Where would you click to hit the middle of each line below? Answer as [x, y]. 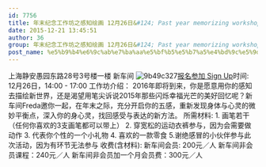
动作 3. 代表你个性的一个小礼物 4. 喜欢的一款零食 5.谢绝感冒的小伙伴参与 [126, 135]
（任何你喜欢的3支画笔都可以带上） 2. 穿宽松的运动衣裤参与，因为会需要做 [130, 125]
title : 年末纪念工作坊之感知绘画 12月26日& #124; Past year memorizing [119, 23]
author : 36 [26, 38]
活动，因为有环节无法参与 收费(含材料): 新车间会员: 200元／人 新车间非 [131, 145]
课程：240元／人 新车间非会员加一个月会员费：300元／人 [109, 155]
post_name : [26, 52]
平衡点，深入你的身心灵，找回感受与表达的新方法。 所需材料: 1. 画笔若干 [132, 115]
